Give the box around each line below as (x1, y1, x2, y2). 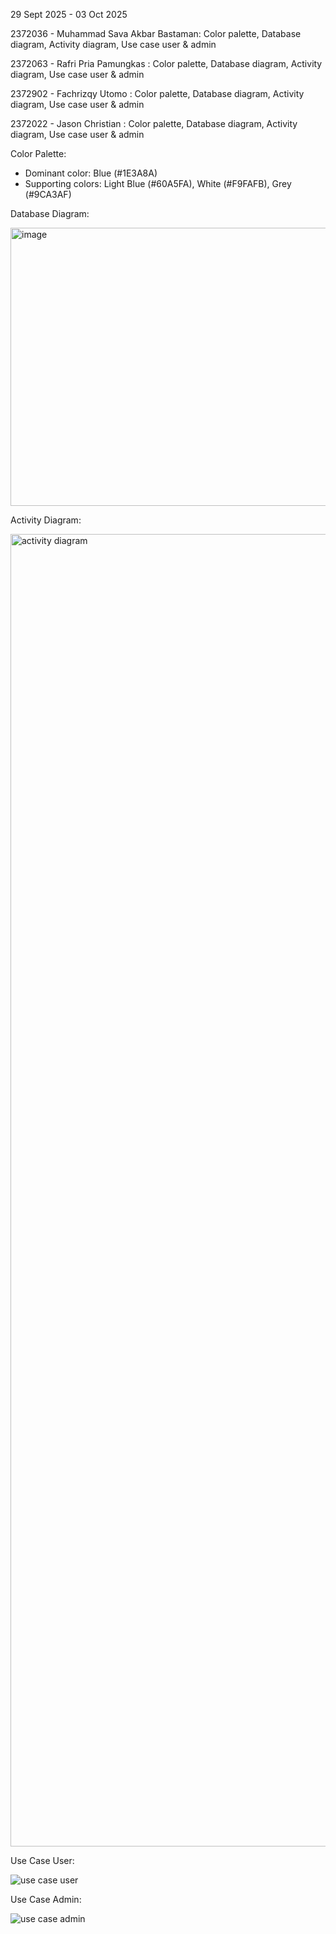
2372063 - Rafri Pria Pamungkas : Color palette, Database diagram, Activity (10, 58, 323, 69)
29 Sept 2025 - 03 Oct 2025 (10, 9, 128, 20)
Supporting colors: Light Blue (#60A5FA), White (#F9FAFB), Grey (24, 178, 292, 189)
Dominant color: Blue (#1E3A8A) (24, 167, 158, 179)
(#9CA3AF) (24, 189, 72, 200)
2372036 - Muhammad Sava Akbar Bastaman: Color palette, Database (10, 28, 302, 39)
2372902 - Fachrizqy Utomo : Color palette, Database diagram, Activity (10, 88, 305, 99)
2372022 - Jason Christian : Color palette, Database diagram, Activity (10, 118, 298, 129)
